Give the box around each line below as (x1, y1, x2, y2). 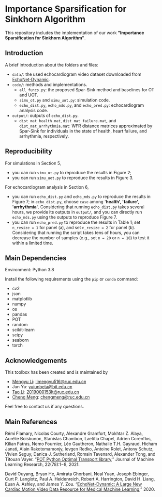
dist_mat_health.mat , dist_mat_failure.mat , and (19, 117, 117, 123)
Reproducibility (5, 147, 52, 156)
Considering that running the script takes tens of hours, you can (12, 230, 140, 235)
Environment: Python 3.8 (5, 267, 54, 273)
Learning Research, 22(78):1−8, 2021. (5, 462, 80, 467)
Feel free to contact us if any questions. (5, 404, 84, 410)
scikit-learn (12, 327, 35, 333)
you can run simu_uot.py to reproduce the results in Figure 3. (12, 175, 134, 181)
